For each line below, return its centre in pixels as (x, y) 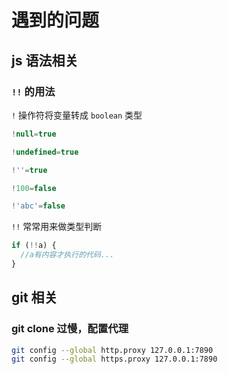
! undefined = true (45, 152)
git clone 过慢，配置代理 (70, 329)
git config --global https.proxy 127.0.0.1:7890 (114, 359)
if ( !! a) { (34, 246)
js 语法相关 (45, 60)
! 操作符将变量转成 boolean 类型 (77, 115)
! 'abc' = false (38, 206)
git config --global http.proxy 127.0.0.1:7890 (112, 350)
